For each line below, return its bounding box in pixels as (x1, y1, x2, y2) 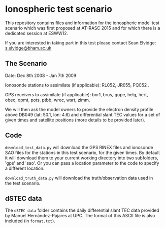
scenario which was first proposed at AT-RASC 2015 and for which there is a (5, 25, 161, 31)
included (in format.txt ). (5, 218, 56, 224)
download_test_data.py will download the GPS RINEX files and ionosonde (5, 144, 154, 150)
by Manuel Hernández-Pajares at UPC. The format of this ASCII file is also (5, 213, 155, 219)
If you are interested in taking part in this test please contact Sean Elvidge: (5, 39, 156, 45)
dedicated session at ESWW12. (5, 30, 68, 36)
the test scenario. (5, 180, 41, 186)
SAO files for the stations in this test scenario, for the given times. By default (5, 150, 160, 155)
